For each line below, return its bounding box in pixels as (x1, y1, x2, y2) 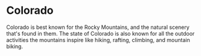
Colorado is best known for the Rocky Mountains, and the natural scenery (6, 23, 190, 31)
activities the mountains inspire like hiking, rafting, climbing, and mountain (6, 36, 190, 43)
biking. (6, 43, 23, 50)
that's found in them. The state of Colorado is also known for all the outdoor (6, 30, 195, 37)
